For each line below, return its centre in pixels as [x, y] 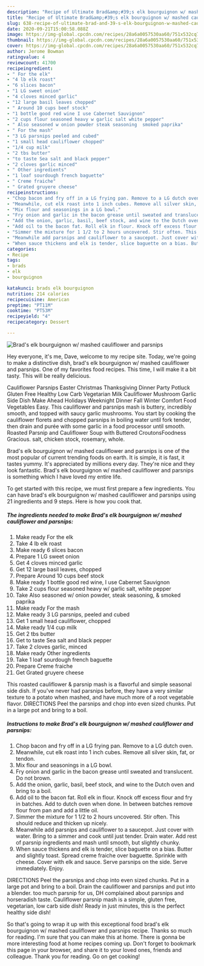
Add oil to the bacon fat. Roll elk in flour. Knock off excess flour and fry [104, 797]
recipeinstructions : [33, 192]
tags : [14, 260]
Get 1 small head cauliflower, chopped [63, 621]
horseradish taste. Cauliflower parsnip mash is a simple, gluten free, [92, 899]
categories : [22, 249]
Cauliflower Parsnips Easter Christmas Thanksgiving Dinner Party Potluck [98, 387]
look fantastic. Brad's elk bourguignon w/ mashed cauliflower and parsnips [100, 470]
